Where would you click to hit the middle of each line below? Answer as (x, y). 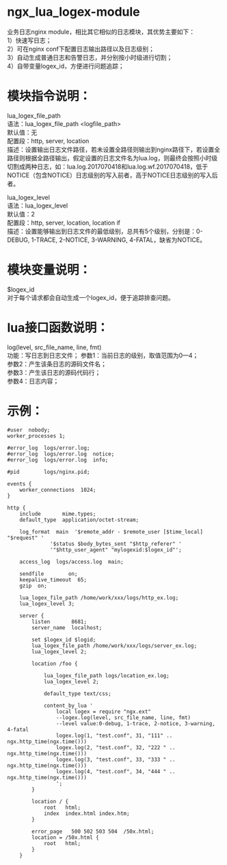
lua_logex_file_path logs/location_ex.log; (106, 675)
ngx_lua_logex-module (74, 12)
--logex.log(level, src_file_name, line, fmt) (123, 717)
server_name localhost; (67, 627)
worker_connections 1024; (58, 490)
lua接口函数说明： (58, 328)
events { (19, 484)
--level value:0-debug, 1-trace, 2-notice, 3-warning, (135, 723)
